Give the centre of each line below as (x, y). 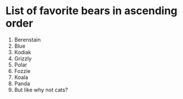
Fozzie (22, 71)
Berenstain (27, 39)
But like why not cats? (41, 90)
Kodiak (23, 52)
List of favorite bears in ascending (91, 11)
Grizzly (23, 58)
